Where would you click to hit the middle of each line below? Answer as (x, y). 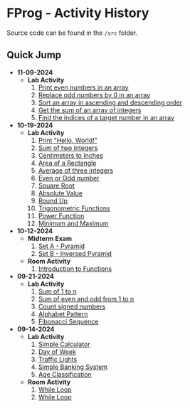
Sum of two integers (68, 148)
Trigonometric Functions (74, 208)
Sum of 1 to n (58, 291)
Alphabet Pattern (63, 313)
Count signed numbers (72, 306)
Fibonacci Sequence (68, 321)
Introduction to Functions (75, 269)
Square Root (57, 186)
